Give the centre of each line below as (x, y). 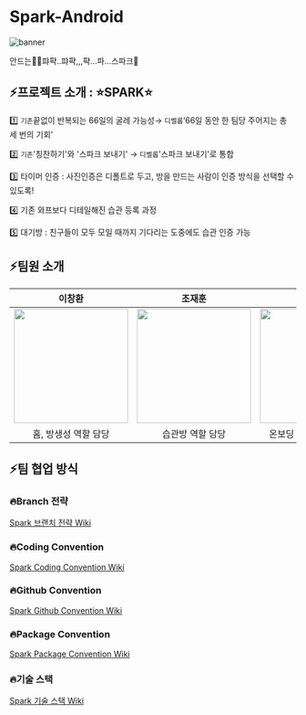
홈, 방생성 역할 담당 (71, 434)
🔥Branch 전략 (39, 501)
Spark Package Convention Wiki (70, 654)
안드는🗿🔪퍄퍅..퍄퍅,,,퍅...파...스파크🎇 (74, 60)
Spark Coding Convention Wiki (67, 567)
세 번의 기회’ (31, 134)
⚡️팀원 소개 (37, 267)
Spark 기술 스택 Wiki (47, 701)
